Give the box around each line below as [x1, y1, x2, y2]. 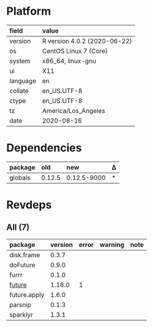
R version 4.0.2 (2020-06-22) [42, 37, 133, 45]
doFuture [9, 260, 35, 269]
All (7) [6, 222, 30, 233]
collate [9, 86, 29, 95]
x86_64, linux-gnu [42, 56, 97, 65]
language [9, 77, 37, 85]
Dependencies [6, 141, 82, 155]
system [9, 56, 31, 65]
